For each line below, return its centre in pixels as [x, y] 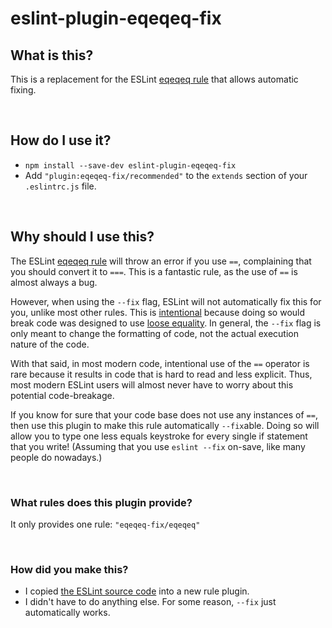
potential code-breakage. [62, 395]
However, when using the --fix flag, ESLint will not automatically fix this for [166, 301]
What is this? [52, 55]
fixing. [23, 90]
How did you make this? [69, 569]
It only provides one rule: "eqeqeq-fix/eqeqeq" [105, 524]
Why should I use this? [82, 237]
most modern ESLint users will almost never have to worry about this [152, 384]
